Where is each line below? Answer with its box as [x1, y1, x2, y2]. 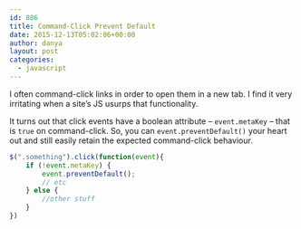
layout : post [9, 47, 59, 56]
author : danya [9, 38, 63, 48]
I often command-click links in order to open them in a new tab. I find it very [9, 88, 293, 100]
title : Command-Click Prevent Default [9, 22, 156, 31]
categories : [9, 55, 54, 64]
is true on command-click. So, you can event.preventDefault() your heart [9, 125, 287, 136]
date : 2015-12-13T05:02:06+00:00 [9, 30, 136, 39]
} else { [25, 186, 59, 196]
